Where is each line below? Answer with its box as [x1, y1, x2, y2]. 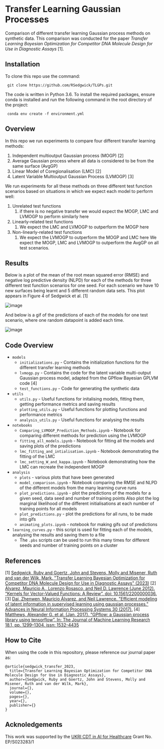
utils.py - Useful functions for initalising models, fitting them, [19, 396, 145, 402]
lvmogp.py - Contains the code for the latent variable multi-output [19, 370, 151, 376]
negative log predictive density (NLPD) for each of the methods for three [5, 277, 152, 283]
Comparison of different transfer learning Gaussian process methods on [5, 30, 151, 36]
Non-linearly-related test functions [12, 229, 82, 235]
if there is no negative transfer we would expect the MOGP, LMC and [19, 208, 159, 214]
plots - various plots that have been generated [19, 474, 114, 480]
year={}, [9, 698, 27, 703]
